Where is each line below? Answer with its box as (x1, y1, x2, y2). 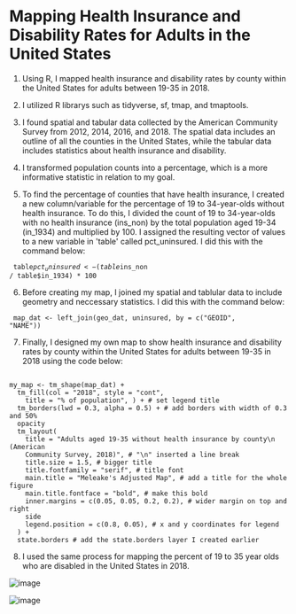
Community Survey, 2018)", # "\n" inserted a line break (25, 450, 240, 460)
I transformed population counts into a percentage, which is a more (21, 162, 269, 173)
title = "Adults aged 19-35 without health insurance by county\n (25, 435, 276, 444)
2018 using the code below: (21, 356, 124, 367)
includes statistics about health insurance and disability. (21, 144, 227, 156)
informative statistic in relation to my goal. (21, 171, 175, 183)
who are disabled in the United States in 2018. (21, 561, 190, 571)
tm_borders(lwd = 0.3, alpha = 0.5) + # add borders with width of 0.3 (17, 404, 288, 413)
